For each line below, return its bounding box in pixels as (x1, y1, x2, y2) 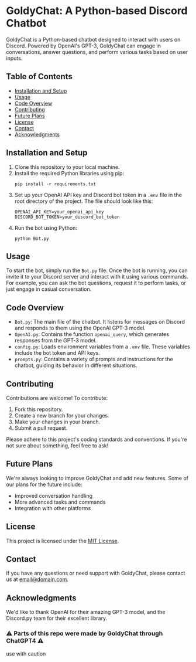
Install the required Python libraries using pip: (14, 169, 125, 176)
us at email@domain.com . (6, 576, 69, 583)
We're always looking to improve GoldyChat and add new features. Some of (6, 474, 189, 481)
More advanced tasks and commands (14, 498, 106, 505)
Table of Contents (6, 72, 73, 82)
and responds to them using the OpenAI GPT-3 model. (14, 324, 146, 332)
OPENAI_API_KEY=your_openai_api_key (14, 209, 104, 215)
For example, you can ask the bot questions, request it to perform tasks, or (6, 280, 186, 287)
